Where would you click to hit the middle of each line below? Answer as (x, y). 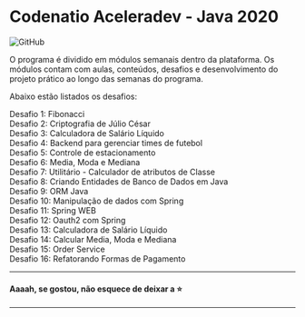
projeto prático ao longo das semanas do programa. (107, 78)
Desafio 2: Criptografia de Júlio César (80, 124)
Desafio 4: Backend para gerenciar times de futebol (106, 143)
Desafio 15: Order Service (58, 249)
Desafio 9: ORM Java (49, 191)
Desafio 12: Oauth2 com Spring (68, 220)
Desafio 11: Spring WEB (53, 210)
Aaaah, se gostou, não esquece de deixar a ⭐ (96, 289)
